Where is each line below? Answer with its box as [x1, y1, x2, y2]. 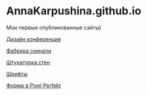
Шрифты [6, 70, 28, 77]
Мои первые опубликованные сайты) [6, 24, 102, 31]
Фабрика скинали [6, 47, 52, 54]
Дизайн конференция [6, 35, 62, 42]
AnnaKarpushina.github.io [6, 4, 142, 18]
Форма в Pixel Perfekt [6, 82, 61, 89]
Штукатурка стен [6, 59, 50, 66]
